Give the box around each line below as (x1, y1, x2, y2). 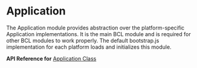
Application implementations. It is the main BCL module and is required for (6, 30, 192, 37)
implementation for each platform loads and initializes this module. (6, 43, 172, 51)
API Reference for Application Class (6, 55, 97, 62)
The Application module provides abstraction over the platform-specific (6, 24, 185, 31)
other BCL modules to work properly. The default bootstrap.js (6, 37, 160, 44)
